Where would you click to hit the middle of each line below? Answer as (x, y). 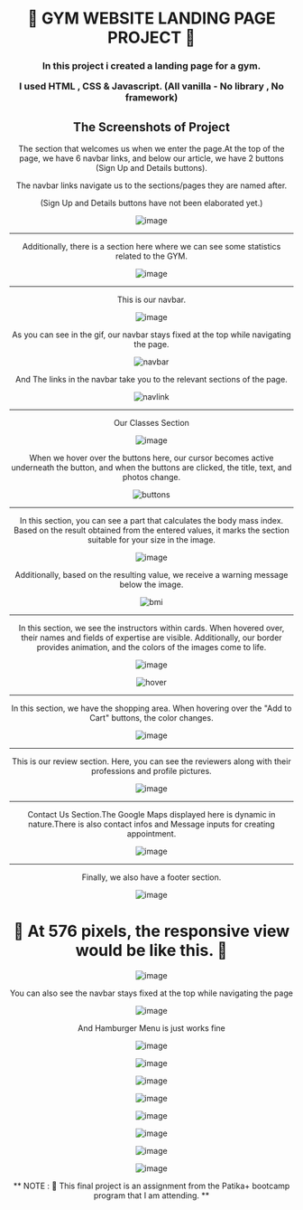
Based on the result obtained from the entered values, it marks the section (151, 530)
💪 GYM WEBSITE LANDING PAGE (151, 19)
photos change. (151, 477)
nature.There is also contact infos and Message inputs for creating (151, 824)
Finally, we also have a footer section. (151, 877)
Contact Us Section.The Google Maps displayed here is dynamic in (151, 815)
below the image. (151, 585)
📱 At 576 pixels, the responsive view (151, 931)
